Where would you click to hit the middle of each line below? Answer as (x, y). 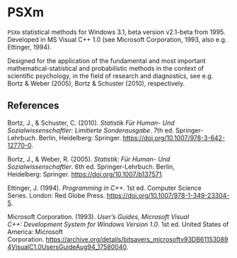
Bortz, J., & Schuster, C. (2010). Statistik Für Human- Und (91, 123)
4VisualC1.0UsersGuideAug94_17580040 (67, 247)
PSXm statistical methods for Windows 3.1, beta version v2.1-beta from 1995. (116, 32)
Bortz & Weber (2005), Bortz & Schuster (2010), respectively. (96, 83)
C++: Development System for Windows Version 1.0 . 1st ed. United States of (118, 224)
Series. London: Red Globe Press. (56, 195)
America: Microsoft (35, 232)
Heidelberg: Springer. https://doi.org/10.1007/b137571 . (86, 174)
